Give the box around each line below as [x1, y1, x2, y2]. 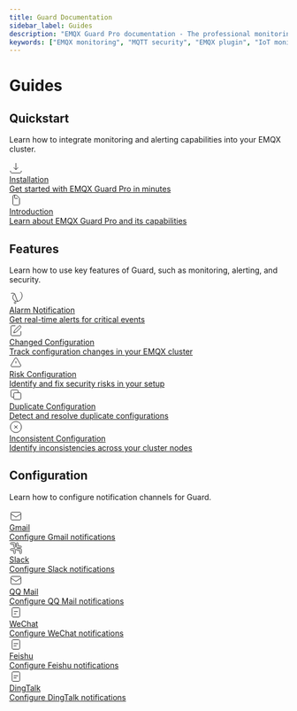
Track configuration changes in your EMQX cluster [9, 346, 194, 357]
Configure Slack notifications [9, 563, 115, 574]
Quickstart [9, 111, 70, 126]
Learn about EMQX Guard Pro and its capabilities [9, 216, 187, 227]
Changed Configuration [9, 337, 95, 348]
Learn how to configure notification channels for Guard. [9, 491, 212, 502]
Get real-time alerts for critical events [9, 314, 146, 325]
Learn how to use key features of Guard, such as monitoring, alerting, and [9, 265, 278, 275]
